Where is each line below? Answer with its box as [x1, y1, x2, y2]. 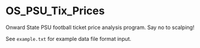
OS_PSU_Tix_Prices [5, 4, 105, 18]
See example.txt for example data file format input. [5, 35, 132, 42]
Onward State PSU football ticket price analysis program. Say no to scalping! [5, 24, 195, 31]
